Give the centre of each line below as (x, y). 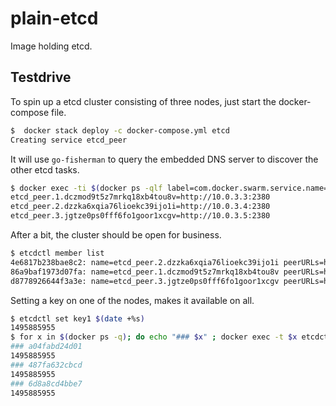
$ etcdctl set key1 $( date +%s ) (77, 318)
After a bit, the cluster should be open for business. (116, 235)
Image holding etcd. (51, 46)
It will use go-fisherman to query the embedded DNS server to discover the (164, 159)
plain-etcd (54, 18)
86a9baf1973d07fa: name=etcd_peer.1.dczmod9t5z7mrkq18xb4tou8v (145, 272)
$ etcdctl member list (57, 253)
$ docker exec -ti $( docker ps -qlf (86, 188)
